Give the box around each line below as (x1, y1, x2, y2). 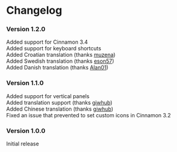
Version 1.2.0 (6, 25, 46, 34)
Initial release (6, 140, 39, 147)
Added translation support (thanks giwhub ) (6, 99, 113, 106)
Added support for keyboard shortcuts (6, 45, 101, 52)
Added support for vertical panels (6, 92, 90, 99)
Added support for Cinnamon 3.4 (6, 38, 88, 45)
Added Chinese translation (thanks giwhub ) (6, 105, 114, 113)
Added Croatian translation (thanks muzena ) (6, 51, 116, 59)
